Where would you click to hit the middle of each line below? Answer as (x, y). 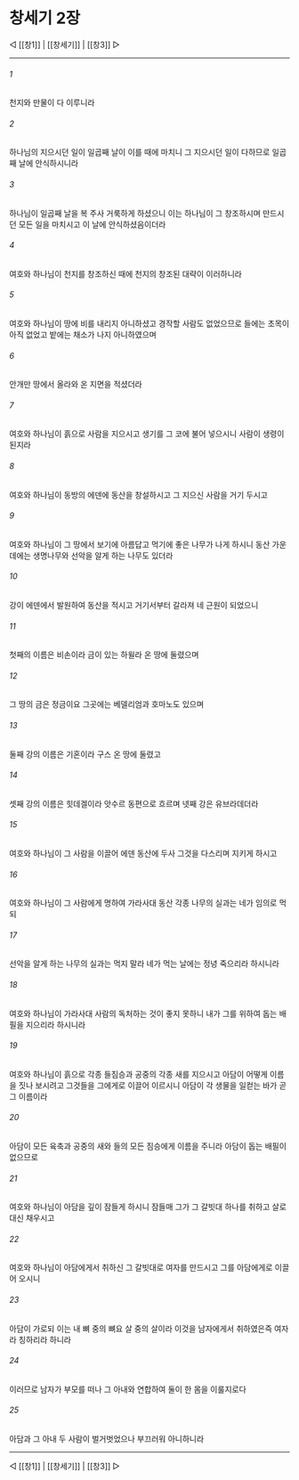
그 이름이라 (28, 1096)
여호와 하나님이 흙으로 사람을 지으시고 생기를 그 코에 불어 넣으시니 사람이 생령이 (147, 434)
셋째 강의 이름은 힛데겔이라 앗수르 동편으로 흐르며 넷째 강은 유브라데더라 (134, 803)
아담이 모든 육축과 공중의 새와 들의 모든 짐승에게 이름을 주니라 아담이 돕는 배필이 (148, 1146)
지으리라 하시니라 (56, 1024)
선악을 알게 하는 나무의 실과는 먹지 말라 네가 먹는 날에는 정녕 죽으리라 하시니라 (145, 964)
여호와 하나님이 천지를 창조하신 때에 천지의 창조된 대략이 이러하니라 (125, 273)
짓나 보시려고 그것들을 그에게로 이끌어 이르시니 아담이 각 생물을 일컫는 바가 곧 (153, 1085)
